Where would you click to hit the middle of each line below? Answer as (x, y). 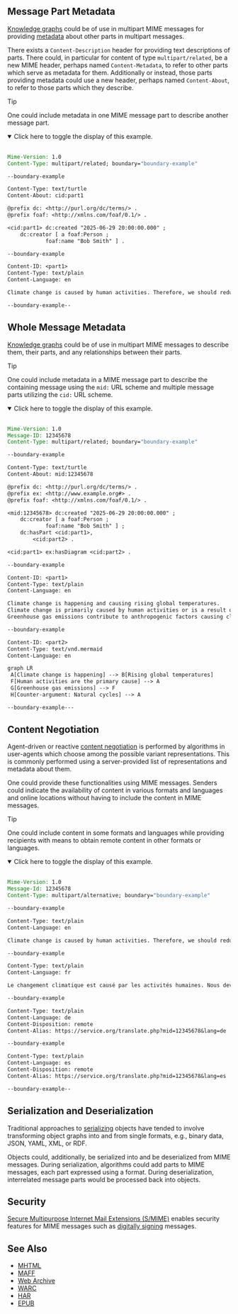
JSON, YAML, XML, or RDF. (47, 1143)
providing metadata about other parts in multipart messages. (96, 36)
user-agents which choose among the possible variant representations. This (119, 754)
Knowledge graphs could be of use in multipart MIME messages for (106, 28)
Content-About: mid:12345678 (50, 474)
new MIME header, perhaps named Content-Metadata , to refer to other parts (118, 65)
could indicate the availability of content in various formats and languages (115, 790)
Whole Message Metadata (67, 328)
